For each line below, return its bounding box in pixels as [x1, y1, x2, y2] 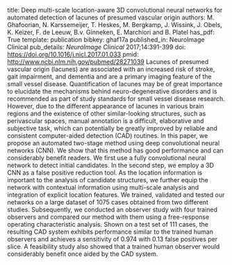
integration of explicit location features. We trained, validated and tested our [7, 191, 225, 199]
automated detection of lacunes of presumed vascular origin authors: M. [7, 13, 215, 22]
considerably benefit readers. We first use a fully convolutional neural [7, 154, 206, 162]
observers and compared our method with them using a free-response [7, 213, 210, 221]
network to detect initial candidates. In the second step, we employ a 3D [7, 161, 214, 169]
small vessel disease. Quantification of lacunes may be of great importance [7, 80, 223, 88]
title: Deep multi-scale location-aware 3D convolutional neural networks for [7, 6, 223, 14]
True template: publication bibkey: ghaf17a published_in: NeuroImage [7, 35, 205, 44]
